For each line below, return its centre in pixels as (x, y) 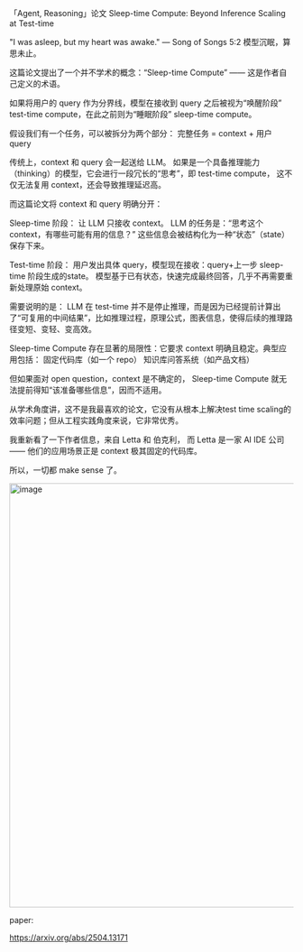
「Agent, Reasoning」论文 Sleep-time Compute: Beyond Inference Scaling (147, 13)
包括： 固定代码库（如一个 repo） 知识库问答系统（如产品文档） (135, 360)
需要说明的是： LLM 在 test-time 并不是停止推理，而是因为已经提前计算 (141, 306)
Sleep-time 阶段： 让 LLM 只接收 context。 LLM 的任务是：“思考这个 (137, 223)
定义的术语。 (41, 83)
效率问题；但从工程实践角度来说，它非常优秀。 (96, 421)
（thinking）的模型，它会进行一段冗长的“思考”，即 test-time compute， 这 (147, 173)
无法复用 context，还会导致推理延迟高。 (92, 185)
